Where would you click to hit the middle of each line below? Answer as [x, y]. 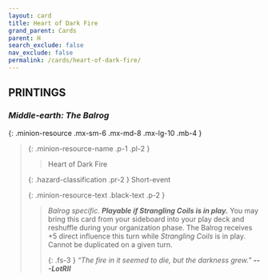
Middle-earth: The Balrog [59, 115]
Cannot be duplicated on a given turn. [110, 244]
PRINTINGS [37, 93]
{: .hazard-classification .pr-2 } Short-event [99, 179]
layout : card [30, 16]
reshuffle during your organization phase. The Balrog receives [150, 227]
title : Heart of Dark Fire [53, 23]
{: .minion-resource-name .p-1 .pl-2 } [89, 148]
